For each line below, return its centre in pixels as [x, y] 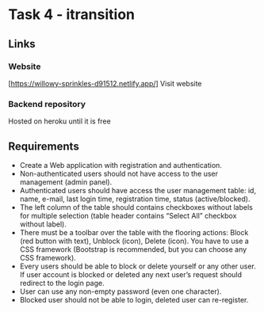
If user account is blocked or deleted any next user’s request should [131, 274]
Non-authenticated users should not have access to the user [119, 173]
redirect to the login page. [62, 283]
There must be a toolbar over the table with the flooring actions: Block [134, 232]
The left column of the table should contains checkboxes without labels [136, 207]
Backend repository [47, 104]
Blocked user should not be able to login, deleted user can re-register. [134, 299]
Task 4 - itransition [72, 15]
